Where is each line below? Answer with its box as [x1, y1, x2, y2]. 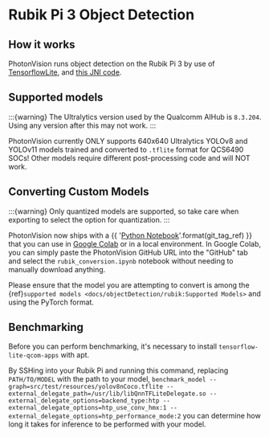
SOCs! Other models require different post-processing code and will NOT [8, 153, 251, 162]
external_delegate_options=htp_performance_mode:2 [8, 412, 181, 421]
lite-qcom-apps [8, 352, 59, 360]
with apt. [60, 350, 90, 360]
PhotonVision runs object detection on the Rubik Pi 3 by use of [8, 59, 215, 68]
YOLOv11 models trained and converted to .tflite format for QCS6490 [8, 145, 244, 154]
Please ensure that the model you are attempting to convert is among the [8, 280, 251, 290]
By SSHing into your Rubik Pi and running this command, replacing [8, 366, 229, 375]
